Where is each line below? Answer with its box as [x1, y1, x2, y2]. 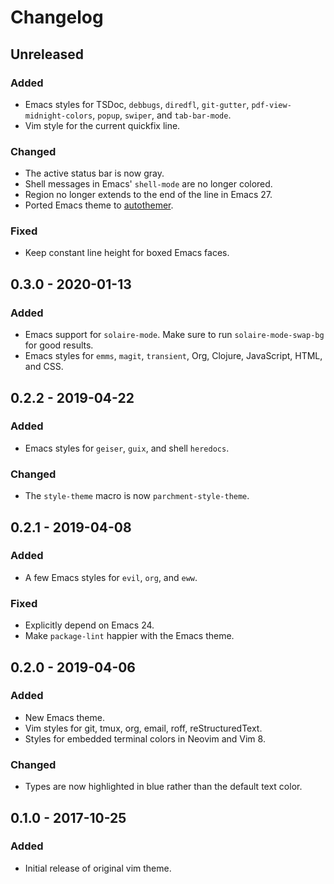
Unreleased [10, 46, 85, 63]
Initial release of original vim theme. [24, 862, 172, 874]
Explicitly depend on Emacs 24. [24, 619, 155, 631]
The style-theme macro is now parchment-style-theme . [24, 490, 250, 502]
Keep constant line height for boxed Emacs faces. [24, 247, 230, 259]
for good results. [24, 339, 94, 351]
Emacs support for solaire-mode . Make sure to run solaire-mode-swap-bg [24, 329, 325, 341]
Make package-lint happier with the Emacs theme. [24, 630, 235, 642]
